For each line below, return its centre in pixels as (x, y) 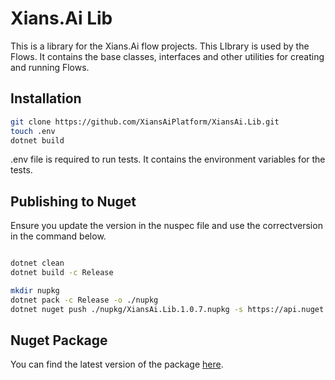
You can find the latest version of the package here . (117, 364)
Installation (46, 98)
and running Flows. (50, 67)
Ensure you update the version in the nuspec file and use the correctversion (166, 226)
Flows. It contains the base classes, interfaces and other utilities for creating (167, 56)
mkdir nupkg (35, 290)
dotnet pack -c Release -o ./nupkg (84, 300)
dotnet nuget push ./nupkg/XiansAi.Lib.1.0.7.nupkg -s (127, 309)
